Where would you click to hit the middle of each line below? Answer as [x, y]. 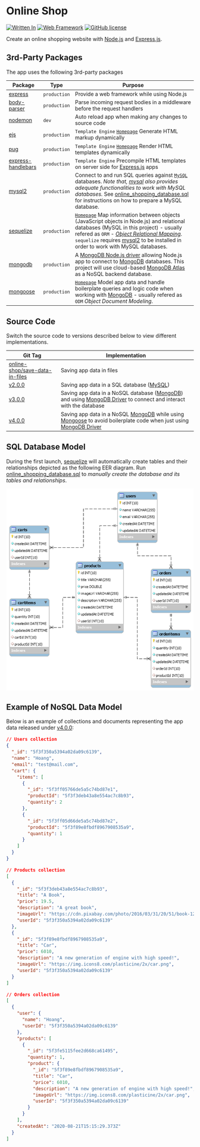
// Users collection [32, 739]
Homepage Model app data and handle [120, 282]
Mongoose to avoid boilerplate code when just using [125, 420]
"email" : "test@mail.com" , [45, 764]
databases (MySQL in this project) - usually [129, 228]
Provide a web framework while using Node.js [131, 94]
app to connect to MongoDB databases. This [129, 261]
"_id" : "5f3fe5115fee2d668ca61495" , [73, 1051]
